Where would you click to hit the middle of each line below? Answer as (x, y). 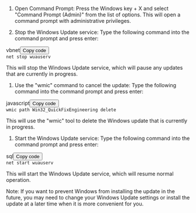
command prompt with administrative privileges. (73, 21)
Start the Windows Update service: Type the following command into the (102, 138)
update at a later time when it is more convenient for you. (75, 204)
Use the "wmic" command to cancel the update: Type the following (95, 85)
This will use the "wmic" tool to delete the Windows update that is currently (97, 121)
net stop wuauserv (28, 57)
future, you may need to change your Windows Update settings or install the (98, 197)
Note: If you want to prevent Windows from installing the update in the (91, 191)
